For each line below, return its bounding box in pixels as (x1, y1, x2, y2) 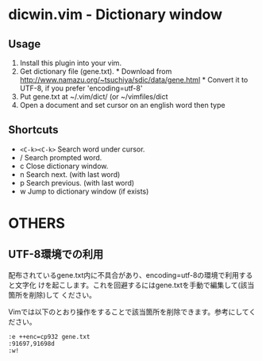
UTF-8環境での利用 (8, 248, 104, 261)
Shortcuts (8, 123, 59, 136)
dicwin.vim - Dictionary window (8, 6, 223, 24)
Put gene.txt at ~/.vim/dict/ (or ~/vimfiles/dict (19, 92, 168, 101)
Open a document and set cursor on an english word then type (19, 101, 225, 109)
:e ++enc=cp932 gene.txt (8, 332, 91, 340)
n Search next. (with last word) (19, 169, 121, 179)
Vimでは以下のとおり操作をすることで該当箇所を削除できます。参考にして (8, 307, 249, 317)
